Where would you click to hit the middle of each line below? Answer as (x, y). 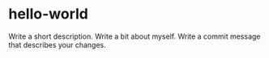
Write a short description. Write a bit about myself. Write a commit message (134, 36)
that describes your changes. (58, 44)
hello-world (49, 14)
